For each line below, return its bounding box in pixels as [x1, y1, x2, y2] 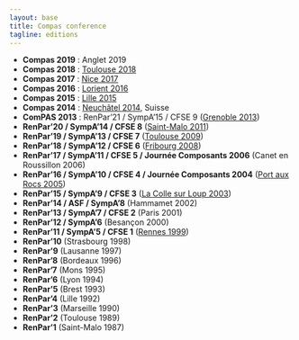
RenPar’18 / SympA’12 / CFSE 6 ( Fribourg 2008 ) [22, 140, 202, 151]
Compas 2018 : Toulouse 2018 [22, 64, 137, 75]
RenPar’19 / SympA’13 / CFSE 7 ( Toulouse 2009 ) [22, 131, 204, 142]
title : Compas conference [9, 22, 106, 31]
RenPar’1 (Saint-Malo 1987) [22, 322, 124, 333]
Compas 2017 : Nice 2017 [22, 74, 119, 85]
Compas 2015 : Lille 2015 [22, 93, 117, 103]
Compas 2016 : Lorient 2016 [22, 83, 129, 94]
